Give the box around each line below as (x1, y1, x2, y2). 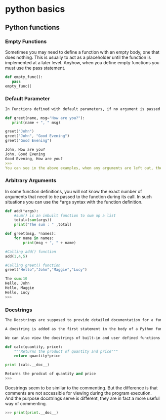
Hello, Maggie (5, 286, 35, 291)
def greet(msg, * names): (5, 231, 56, 236)
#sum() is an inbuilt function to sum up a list (14, 213, 116, 218)
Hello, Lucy (5, 290, 30, 295)
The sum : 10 (5, 276, 28, 281)
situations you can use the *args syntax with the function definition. (5, 199, 143, 205)
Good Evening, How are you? (5, 156, 63, 161)
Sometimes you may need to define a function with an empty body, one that (5, 49, 160, 55)
